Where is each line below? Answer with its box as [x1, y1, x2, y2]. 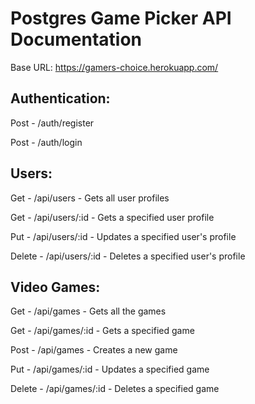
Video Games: [10, 278, 101, 296]
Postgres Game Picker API [10, 7, 232, 30]
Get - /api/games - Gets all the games [10, 305, 167, 317]
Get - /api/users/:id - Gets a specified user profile [10, 211, 215, 223]
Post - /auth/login [10, 136, 83, 148]
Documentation [10, 28, 143, 51]
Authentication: [10, 90, 111, 107]
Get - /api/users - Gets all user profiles [10, 192, 170, 204]
